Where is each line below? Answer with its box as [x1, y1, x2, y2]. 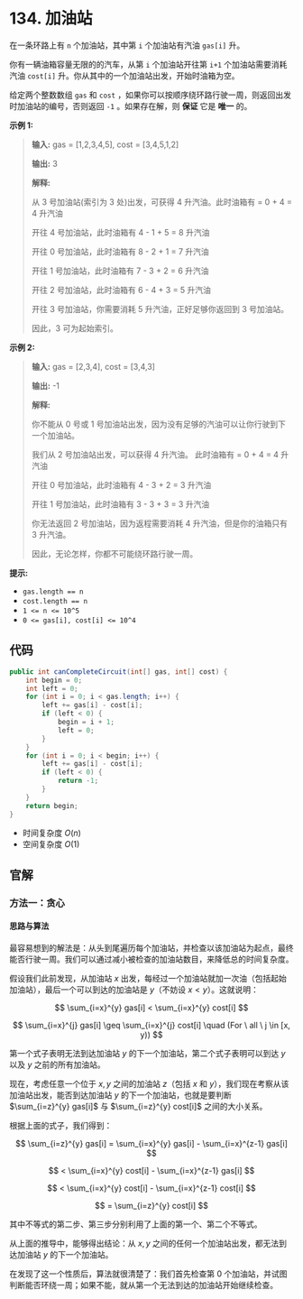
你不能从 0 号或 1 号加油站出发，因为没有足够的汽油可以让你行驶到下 [31, 419, 287, 429]
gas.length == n [22, 587, 84, 596]
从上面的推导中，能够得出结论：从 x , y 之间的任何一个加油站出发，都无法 [9, 1238, 280, 1249]
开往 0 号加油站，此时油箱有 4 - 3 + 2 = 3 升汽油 [31, 479, 212, 490]
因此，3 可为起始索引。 [31, 322, 119, 334]
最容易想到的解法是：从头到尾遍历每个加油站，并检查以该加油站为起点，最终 [9, 943, 294, 954]
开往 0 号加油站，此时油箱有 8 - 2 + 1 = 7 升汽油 [31, 245, 209, 257]
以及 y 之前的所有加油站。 [9, 1059, 106, 1070]
